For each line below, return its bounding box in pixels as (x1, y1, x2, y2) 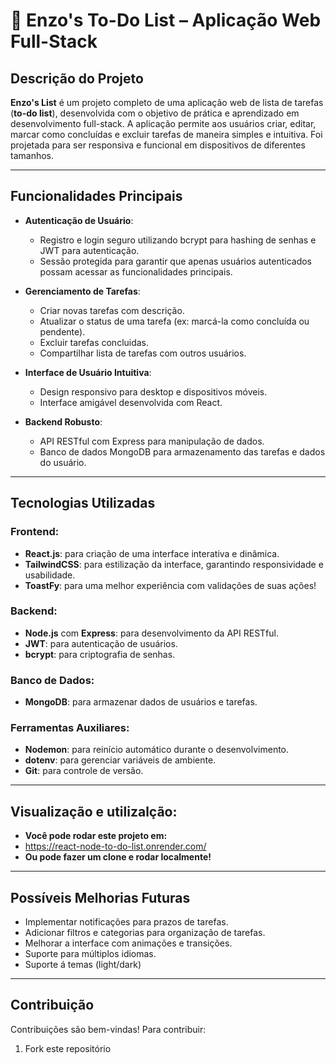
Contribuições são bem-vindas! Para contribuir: (10, 1023, 207, 1035)
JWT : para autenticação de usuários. (24, 637, 178, 649)
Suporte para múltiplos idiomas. (24, 948, 157, 960)
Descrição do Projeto (10, 70, 144, 87)
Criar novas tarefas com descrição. (39, 304, 185, 316)
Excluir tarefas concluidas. (39, 336, 150, 348)
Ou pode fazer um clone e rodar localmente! (24, 851, 212, 863)
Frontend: (10, 525, 60, 539)
